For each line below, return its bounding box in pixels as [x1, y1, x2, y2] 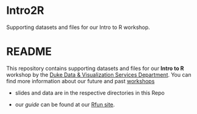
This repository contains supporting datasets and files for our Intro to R [6, 65, 184, 72]
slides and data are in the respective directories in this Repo [15, 89, 165, 97]
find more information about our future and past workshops [6, 77, 155, 84]
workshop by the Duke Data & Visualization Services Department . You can [6, 71, 192, 78]
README [6, 45, 52, 59]
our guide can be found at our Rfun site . [15, 101, 115, 108]
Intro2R [6, 4, 44, 17]
